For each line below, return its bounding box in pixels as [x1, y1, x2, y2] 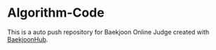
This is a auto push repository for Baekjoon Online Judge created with [7, 28, 210, 36]
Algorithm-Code [7, 5, 105, 21]
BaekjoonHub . [7, 35, 48, 43]
